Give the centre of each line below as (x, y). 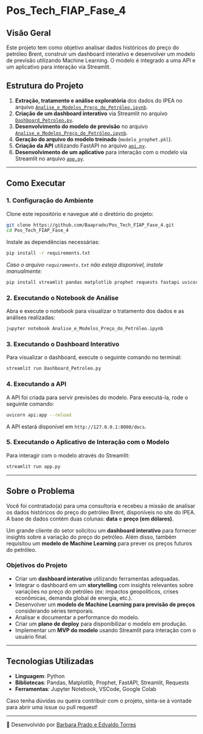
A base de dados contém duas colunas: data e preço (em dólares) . (90, 519)
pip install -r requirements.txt (48, 253)
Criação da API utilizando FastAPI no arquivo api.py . (81, 146)
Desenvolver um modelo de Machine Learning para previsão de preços (105, 604)
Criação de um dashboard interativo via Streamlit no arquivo (91, 113)
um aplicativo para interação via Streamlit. (59, 67)
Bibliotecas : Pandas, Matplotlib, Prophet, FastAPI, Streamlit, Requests (102, 682)
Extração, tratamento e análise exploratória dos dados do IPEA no (99, 100)
